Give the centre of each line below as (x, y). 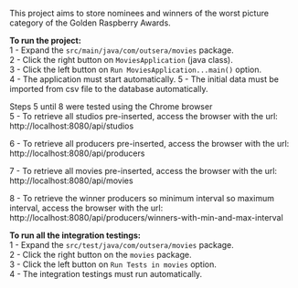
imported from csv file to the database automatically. (109, 89)
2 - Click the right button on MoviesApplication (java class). (121, 60)
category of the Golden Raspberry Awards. (90, 23)
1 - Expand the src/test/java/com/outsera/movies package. (122, 245)
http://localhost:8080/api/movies (72, 180)
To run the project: (46, 41)
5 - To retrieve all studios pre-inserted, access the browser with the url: (144, 116)
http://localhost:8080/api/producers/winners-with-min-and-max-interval (146, 217)
